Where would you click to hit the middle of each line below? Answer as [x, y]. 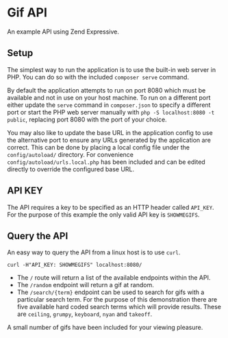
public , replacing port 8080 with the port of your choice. [87, 119]
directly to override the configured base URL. [71, 169]
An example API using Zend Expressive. [63, 32]
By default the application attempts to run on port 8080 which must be [106, 90]
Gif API [27, 13]
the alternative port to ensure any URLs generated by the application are [109, 140]
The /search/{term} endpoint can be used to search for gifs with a [111, 292]
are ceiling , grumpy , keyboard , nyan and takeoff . [85, 314]
